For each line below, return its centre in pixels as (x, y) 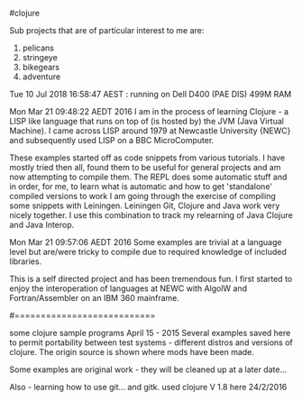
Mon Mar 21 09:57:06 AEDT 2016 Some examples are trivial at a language (146, 242)
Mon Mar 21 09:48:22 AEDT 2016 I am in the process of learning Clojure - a (149, 111)
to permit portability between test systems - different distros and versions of (151, 342)
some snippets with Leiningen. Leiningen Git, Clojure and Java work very (145, 205)
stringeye (40, 57)
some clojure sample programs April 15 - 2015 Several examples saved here (150, 333)
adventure (41, 77)
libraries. (26, 261)
